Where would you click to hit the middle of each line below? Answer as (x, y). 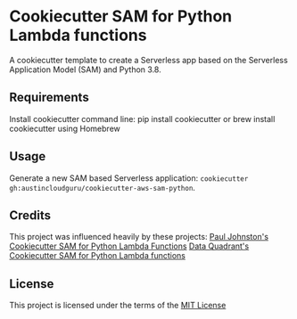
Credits (30, 215)
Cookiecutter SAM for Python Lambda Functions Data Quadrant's (129, 246)
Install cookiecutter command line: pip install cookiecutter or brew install (142, 119)
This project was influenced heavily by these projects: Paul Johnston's (139, 237)
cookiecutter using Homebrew (65, 128)
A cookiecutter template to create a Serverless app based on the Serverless (148, 60)
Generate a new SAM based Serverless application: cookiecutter (129, 178)
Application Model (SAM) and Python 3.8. (86, 70)
